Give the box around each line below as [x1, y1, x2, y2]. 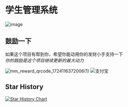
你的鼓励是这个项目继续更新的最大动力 [5, 57, 84, 63]
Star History [5, 83, 44, 91]
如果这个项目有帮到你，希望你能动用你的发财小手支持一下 [5, 51, 123, 57]
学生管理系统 [5, 4, 58, 16]
